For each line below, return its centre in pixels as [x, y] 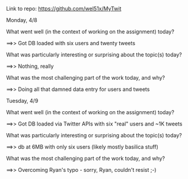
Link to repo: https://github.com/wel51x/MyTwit [64, 9]
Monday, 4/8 [22, 20]
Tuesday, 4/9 [22, 101]
